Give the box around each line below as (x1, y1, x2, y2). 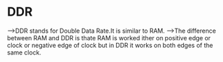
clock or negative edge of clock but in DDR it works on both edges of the (7, 41, 213, 49)
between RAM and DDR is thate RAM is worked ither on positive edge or (7, 33, 211, 42)
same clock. (7, 48, 42, 57)
